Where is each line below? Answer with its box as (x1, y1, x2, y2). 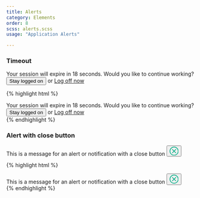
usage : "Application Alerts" (6, 31, 80, 38)
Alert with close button (6, 131, 75, 140)
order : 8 (6, 20, 28, 26)
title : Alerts (6, 8, 42, 15)
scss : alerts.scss (6, 25, 53, 32)
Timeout (6, 57, 32, 65)
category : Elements (6, 15, 56, 21)
